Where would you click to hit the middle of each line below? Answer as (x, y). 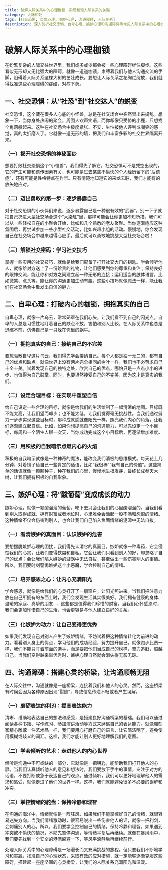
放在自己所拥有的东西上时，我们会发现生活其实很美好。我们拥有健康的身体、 (84, 597)
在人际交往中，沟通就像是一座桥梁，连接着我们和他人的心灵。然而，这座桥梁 (84, 685)
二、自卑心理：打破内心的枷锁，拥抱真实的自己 (77, 304)
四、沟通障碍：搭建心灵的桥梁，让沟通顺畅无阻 (77, 672)
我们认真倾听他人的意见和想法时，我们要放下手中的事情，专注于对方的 (90, 769)
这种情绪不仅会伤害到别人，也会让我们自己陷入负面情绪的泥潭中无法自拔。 (82, 520)
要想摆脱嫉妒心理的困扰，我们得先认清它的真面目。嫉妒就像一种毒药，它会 (82, 546)
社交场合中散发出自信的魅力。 (44, 287)
